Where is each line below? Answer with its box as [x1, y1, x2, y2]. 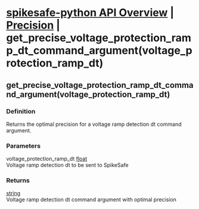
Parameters [6, 141, 41, 150]
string [6, 190, 21, 197]
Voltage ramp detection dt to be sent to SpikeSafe [6, 161, 129, 169]
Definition [6, 107, 36, 115]
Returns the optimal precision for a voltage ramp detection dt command [6, 121, 182, 128]
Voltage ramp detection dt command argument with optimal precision [6, 196, 177, 203]
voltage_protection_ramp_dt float [6, 155, 88, 163]
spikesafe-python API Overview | [6, 6, 175, 20]
